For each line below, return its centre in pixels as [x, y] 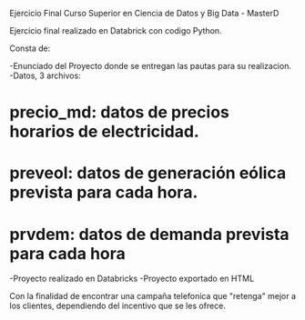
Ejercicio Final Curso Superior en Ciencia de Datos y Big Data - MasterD [144, 13]
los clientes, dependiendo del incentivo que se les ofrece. [117, 306]
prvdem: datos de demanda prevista [149, 234]
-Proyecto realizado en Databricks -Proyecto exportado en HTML [132, 279]
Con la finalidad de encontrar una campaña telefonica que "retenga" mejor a [153, 296]
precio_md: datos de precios [120, 112]
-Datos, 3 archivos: [46, 75]
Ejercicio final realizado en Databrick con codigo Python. [116, 30]
